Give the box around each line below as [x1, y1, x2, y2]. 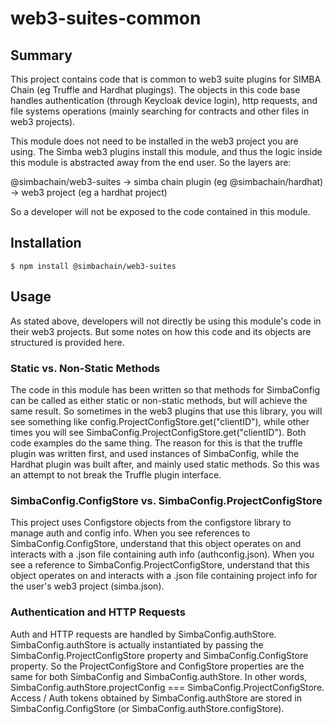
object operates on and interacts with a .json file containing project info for [10, 570, 318, 582]
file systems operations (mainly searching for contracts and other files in [10, 105, 310, 117]
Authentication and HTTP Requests [10, 605, 186, 619]
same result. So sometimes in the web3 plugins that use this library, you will [10, 405, 323, 417]
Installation [10, 235, 82, 252]
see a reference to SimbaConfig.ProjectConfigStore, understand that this [10, 559, 310, 571]
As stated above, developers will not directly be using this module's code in [10, 315, 322, 327]
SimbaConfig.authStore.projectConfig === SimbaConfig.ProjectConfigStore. [10, 681, 325, 693]
